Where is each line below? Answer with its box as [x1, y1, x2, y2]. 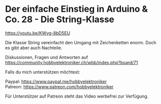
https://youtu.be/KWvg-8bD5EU [5, 30, 70, 36]
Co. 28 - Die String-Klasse [5, 14, 115, 25]
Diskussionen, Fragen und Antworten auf [5, 54, 89, 60]
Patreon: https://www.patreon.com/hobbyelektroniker [5, 83, 114, 89]
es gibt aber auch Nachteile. [5, 45, 63, 51]
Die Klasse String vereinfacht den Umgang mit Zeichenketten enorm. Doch [5, 39, 157, 45]
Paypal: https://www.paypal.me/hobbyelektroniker [5, 78, 107, 84]
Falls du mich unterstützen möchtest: [5, 69, 80, 75]
